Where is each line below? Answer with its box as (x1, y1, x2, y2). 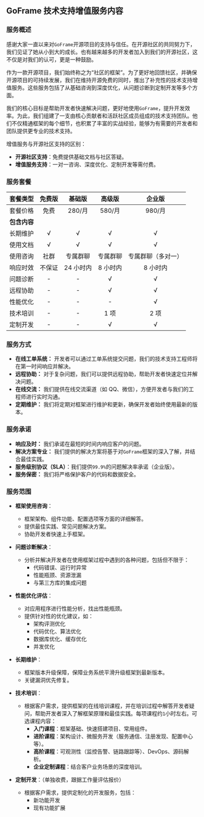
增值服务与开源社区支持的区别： (6, 140, 86, 147)
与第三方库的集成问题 (33, 579, 87, 586)
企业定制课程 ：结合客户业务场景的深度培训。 (33, 763, 146, 770)
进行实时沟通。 (25, 393, 64, 400)
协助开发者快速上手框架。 (24, 530, 89, 537)
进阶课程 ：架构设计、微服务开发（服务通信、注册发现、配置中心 (33, 732, 193, 740)
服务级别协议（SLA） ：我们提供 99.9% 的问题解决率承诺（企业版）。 (15, 463, 178, 470)
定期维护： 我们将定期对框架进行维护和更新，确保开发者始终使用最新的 (15, 401, 192, 408)
